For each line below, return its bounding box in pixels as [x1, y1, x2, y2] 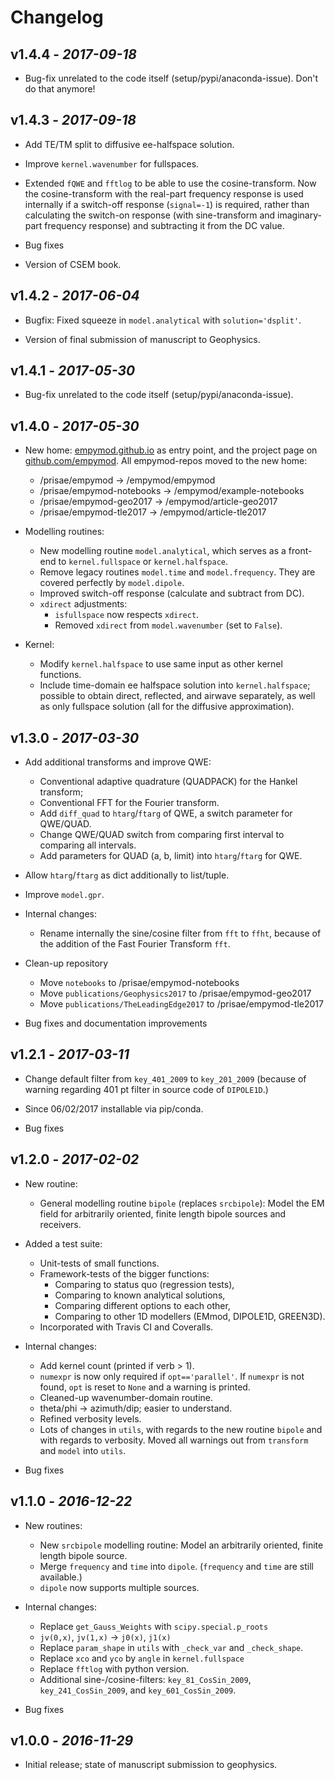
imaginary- [277, 209, 322, 221]
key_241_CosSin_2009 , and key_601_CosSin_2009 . [39, 1684, 237, 1696]
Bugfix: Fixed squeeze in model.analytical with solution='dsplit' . [24, 314, 302, 326]
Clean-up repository [24, 957, 109, 970]
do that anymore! [24, 83, 96, 95]
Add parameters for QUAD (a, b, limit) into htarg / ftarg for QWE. [39, 850, 303, 862]
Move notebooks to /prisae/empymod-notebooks [39, 977, 240, 989]
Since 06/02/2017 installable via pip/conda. [24, 1102, 204, 1115]
